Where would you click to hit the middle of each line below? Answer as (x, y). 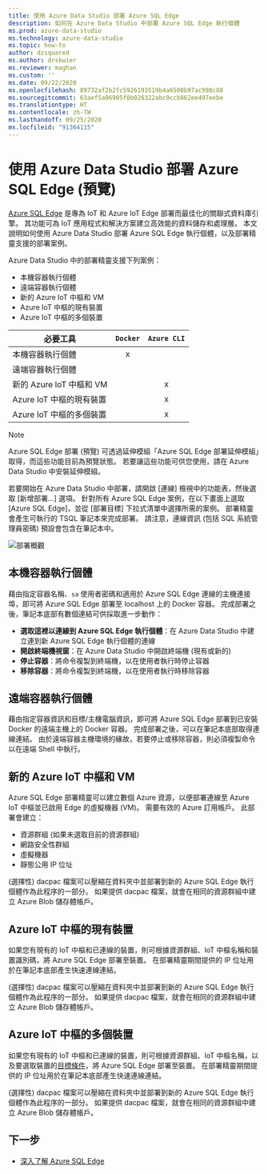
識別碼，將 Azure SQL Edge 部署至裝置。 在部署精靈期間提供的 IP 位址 (131, 960)
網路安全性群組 (44, 844)
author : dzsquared (39, 53)
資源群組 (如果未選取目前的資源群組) (80, 835)
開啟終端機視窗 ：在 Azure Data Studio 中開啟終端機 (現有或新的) (126, 651)
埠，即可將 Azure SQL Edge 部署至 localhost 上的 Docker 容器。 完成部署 (129, 603)
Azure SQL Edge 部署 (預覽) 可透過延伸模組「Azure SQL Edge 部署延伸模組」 (134, 451)
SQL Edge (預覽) (62, 189)
